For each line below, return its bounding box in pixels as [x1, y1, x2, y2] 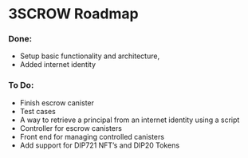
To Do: [8, 80, 34, 91]
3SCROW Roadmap [8, 5, 139, 23]
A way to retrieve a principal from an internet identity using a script [19, 115, 240, 124]
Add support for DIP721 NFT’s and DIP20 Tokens [19, 140, 180, 150]
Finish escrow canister [19, 97, 94, 108]
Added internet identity [19, 60, 96, 69]
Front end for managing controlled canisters [19, 132, 165, 141]
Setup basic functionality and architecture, [19, 51, 160, 61]
